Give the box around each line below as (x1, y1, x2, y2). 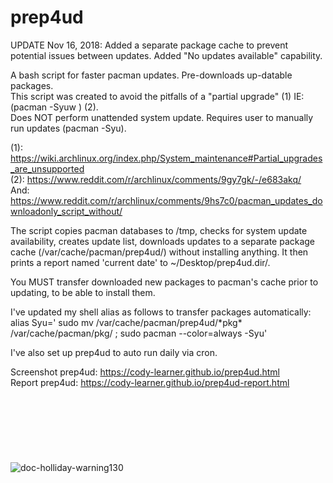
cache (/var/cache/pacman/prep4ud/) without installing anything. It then (10, 246, 309, 258)
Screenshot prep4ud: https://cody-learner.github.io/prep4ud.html (10, 366, 280, 378)
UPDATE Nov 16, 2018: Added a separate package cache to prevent (10, 39, 289, 51)
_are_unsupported (10, 162, 85, 175)
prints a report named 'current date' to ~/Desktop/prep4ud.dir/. (10, 256, 271, 268)
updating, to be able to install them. (10, 286, 156, 298)
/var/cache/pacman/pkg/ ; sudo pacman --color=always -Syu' (10, 327, 268, 339)
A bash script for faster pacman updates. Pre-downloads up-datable (10, 69, 293, 81)
